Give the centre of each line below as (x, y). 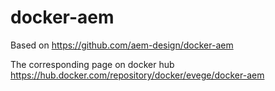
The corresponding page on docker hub (92, 64)
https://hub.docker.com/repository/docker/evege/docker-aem (137, 75)
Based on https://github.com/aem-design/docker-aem (122, 45)
